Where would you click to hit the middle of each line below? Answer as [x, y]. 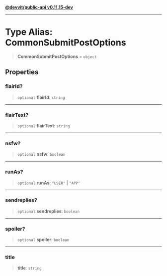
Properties [22, 72]
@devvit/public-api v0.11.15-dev [39, 7]
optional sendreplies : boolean [48, 211]
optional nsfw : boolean [41, 154]
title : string [29, 268]
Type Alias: [29, 32]
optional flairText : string [43, 126]
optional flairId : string [41, 97]
